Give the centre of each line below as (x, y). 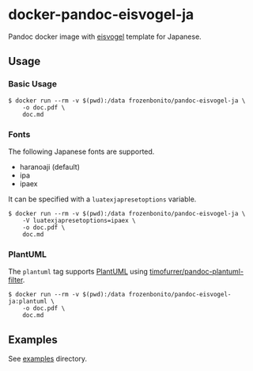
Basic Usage (33, 84)
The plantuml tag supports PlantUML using (78, 272)
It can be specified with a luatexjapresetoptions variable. (102, 199)
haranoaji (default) (50, 166)
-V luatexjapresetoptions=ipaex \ (79, 220)
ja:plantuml (28, 302)
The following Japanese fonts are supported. (81, 151)
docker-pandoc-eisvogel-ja (101, 15)
